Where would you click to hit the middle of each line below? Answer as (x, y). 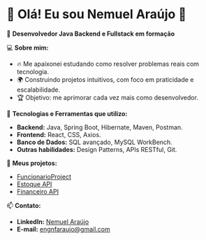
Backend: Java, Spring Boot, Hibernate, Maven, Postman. (100, 127)
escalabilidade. (38, 90)
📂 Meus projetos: (32, 163)
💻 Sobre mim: (28, 48)
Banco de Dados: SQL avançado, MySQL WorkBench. (94, 142)
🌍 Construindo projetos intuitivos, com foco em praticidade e (105, 79)
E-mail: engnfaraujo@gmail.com (63, 229)
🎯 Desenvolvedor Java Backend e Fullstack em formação (91, 34)
